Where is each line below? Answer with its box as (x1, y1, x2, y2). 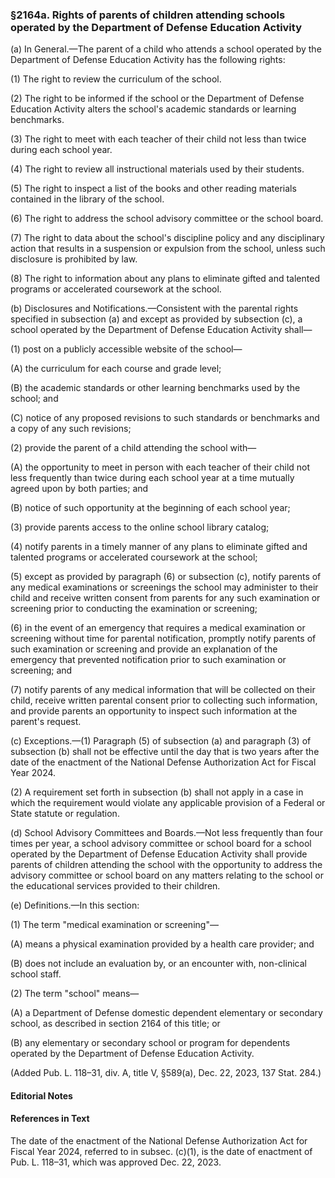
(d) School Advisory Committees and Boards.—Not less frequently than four (10, 827, 323, 839)
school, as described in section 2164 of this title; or (10, 1018, 221, 1030)
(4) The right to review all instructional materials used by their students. (10, 163, 305, 175)
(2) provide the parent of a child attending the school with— (10, 442, 257, 454)
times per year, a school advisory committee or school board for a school (10, 838, 312, 850)
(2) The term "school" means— (10, 988, 140, 1000)
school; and (10, 393, 59, 405)
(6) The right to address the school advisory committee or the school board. (10, 213, 324, 225)
